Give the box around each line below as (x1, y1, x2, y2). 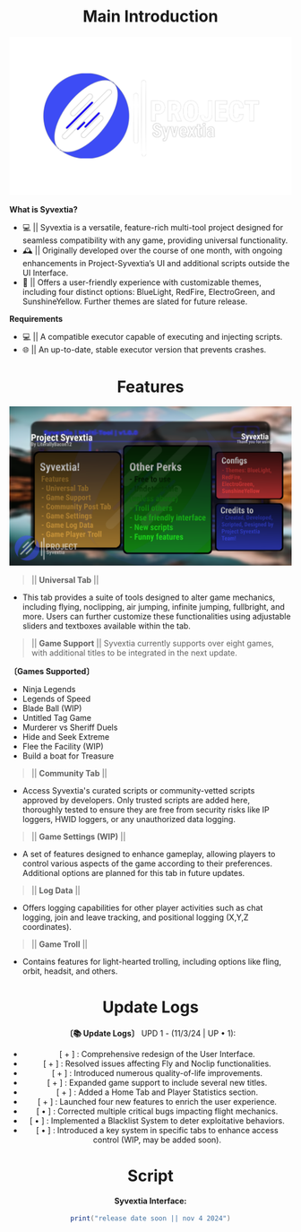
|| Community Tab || (30, 768, 107, 778)
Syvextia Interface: (114, 1195, 187, 1206)
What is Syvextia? (9, 204, 78, 215)
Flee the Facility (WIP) (21, 741, 104, 751)
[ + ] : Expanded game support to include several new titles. (47, 1077, 268, 1088)
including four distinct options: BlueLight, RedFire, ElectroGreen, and (21, 287, 276, 298)
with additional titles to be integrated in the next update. (30, 647, 237, 658)
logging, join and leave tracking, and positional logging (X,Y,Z (21, 912, 249, 923)
